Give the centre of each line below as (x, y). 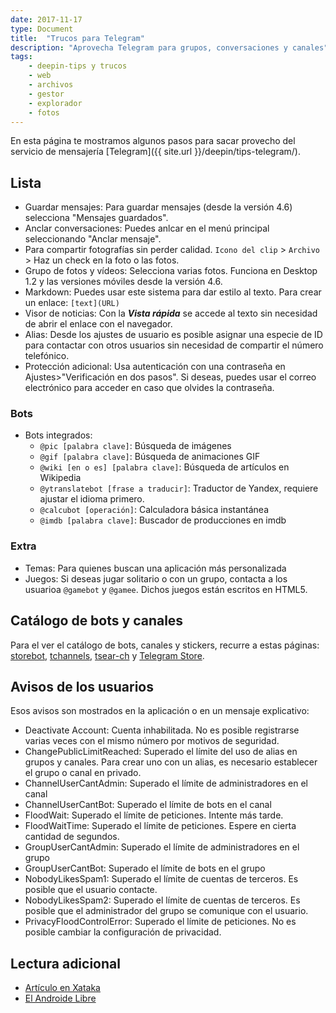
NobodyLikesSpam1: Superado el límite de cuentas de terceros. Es (161, 879)
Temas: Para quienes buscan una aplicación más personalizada (155, 568)
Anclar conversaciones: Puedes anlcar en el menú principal (147, 228)
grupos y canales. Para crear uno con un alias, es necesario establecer (171, 762)
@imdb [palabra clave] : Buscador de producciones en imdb (163, 520)
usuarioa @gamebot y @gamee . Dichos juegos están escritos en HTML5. (166, 589)
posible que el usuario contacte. (91, 890)
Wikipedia (60, 478)
